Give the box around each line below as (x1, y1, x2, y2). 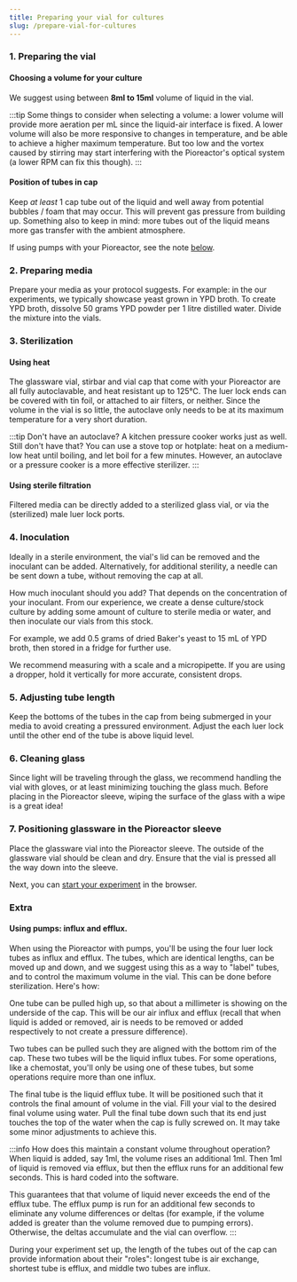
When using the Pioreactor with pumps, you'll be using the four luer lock (9, 942, 273, 954)
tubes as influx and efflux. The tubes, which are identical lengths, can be (9, 952, 275, 963)
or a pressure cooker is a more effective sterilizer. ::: (9, 460, 199, 470)
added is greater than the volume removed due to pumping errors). (9, 1217, 254, 1228)
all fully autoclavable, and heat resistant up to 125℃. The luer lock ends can (9, 386, 286, 397)
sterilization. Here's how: (9, 980, 100, 991)
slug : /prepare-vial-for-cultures (9, 21, 137, 30)
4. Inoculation (9, 531, 70, 544)
